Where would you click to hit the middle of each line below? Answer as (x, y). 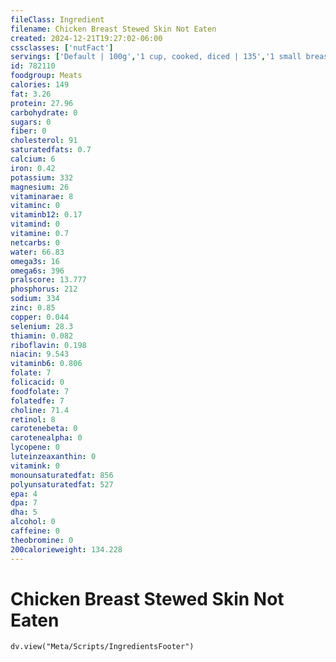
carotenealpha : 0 (46, 438)
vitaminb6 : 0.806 (46, 364)
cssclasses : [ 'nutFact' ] (62, 47)
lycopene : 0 (35, 447)
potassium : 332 (42, 177)
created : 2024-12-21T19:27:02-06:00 (86, 38)
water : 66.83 (37, 252)
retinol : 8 (33, 419)
